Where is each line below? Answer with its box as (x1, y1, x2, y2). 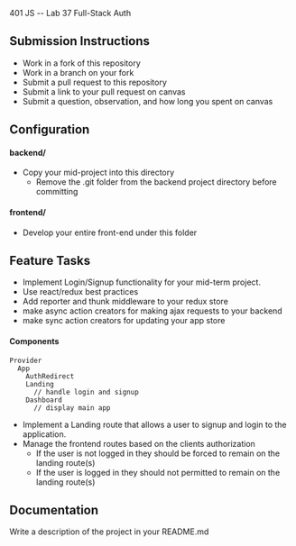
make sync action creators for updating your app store (22, 315, 226, 326)
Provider (9, 356, 42, 365)
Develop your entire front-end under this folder (22, 227, 198, 238)
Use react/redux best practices (22, 287, 139, 297)
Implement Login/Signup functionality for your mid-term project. (22, 277, 262, 287)
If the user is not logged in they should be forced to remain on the (35, 448, 281, 459)
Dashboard (25, 396, 63, 405)
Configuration (9, 122, 90, 138)
